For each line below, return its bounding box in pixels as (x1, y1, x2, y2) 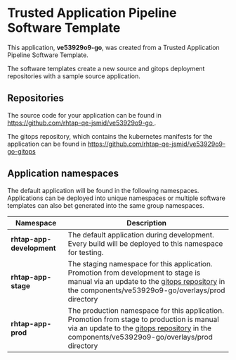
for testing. (67, 247, 104, 257)
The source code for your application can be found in (7, 111, 162, 119)
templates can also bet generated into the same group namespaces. (7, 201, 205, 209)
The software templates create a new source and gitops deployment (7, 64, 205, 73)
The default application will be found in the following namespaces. (7, 186, 199, 194)
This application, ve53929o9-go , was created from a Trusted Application (7, 43, 220, 51)
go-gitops (7, 147, 37, 156)
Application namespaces (7, 168, 119, 180)
